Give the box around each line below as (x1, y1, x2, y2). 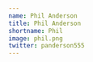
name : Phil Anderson (8, 11, 78, 20)
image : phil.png (8, 34, 63, 43)
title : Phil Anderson (8, 19, 82, 27)
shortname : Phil (8, 27, 63, 35)
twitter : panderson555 (8, 42, 85, 50)
